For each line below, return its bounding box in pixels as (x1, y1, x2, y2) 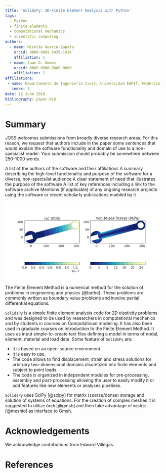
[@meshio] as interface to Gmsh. (5, 408, 73, 414)
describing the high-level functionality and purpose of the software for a (5, 171, 152, 177)
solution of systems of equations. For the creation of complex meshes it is (5, 397, 156, 403)
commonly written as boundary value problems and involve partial (5, 295, 140, 301)
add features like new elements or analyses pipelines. (12, 382, 122, 388)
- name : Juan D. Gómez (9, 60, 56, 65)
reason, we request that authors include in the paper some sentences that (5, 140, 156, 146)
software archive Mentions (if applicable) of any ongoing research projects (5, 187, 157, 192)
